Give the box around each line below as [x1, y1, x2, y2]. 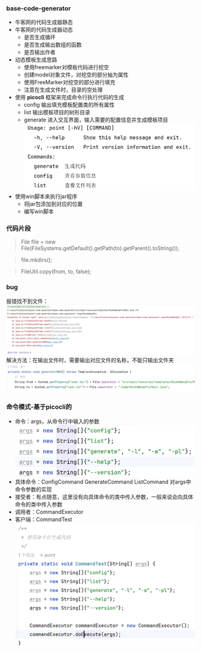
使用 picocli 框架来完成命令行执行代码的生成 [14, 94, 124, 101]
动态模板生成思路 [14, 56, 57, 64]
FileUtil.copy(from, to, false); [20, 268, 92, 275]
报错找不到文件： [6, 297, 48, 305]
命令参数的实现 [14, 486, 52, 493]
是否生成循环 [23, 34, 56, 41]
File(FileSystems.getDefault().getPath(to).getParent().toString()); [20, 245, 179, 252]
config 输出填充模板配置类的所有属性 [23, 101, 115, 109]
